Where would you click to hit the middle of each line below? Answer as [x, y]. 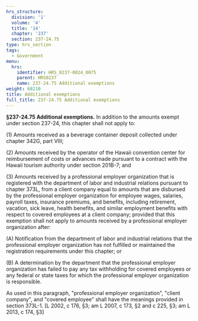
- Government [27, 56]
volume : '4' [26, 23]
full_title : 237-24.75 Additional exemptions [63, 100]
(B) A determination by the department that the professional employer [91, 262]
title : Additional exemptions [43, 94]
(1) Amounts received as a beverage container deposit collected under [92, 135]
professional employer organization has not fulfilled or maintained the [91, 244]
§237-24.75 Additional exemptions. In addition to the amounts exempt [92, 117]
